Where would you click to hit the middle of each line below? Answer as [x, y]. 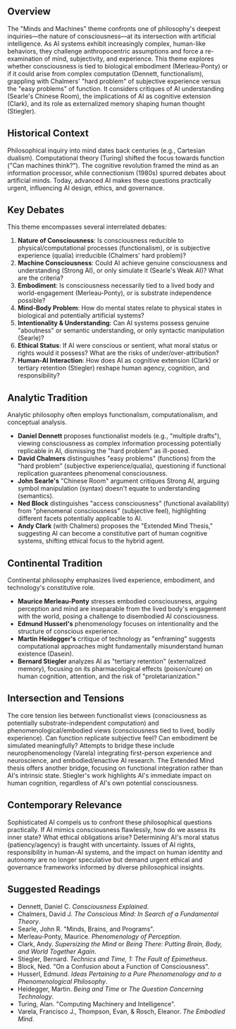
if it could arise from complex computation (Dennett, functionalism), [106, 73]
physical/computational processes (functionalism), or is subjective [114, 248]
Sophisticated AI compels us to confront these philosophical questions [110, 822]
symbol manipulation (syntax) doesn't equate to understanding [109, 488]
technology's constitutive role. [51, 588]
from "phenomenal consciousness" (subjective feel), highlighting [112, 511]
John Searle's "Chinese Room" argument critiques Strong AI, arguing [118, 481]
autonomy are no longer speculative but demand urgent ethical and [105, 860]
